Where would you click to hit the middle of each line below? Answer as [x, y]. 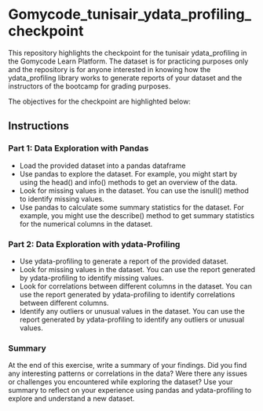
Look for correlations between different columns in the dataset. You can [136, 286]
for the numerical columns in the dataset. [86, 224]
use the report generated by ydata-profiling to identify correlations [127, 294]
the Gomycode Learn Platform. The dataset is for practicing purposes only [128, 61]
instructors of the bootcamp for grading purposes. [89, 86]
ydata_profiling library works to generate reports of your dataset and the [125, 78]
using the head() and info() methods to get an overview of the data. [128, 182]
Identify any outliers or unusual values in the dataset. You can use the [132, 311]
